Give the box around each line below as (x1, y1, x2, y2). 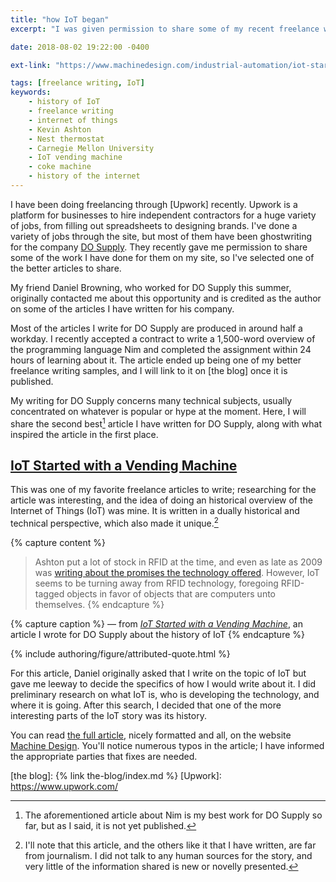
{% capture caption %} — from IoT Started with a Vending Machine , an (10, 618, 303, 630)
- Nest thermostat (28, 134, 105, 144)
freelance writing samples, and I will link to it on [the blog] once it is (10, 364, 288, 376)
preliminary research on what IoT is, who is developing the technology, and (10, 689, 320, 700)
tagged (34, 588, 65, 600)
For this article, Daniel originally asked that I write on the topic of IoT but (10, 667, 307, 679)
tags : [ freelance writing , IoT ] (10, 78, 145, 88)
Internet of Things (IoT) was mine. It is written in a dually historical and (10, 505, 300, 517)
